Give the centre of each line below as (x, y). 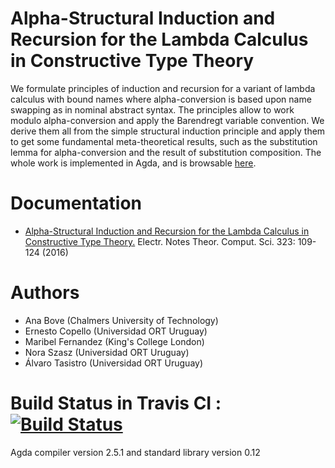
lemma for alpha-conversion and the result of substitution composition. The (166, 152)
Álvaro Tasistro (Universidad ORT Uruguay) (114, 363)
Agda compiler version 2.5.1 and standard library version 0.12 (135, 452)
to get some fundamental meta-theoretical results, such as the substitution (164, 141)
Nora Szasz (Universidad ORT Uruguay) (107, 352)
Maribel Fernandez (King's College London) (114, 341)
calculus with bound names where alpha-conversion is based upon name (161, 99)
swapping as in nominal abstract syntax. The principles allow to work (152, 109)
